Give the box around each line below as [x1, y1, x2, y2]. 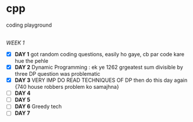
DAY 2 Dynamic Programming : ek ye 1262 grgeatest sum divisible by [14, 64, 184, 70]
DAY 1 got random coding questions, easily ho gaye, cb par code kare [14, 50, 185, 57]
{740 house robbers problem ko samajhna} [14, 84, 119, 91]
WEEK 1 [6, 39, 25, 46]
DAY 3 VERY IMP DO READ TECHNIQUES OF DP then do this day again [14, 76, 188, 84]
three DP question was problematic [14, 70, 100, 78]
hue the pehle [14, 57, 48, 64]
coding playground [6, 21, 52, 28]
